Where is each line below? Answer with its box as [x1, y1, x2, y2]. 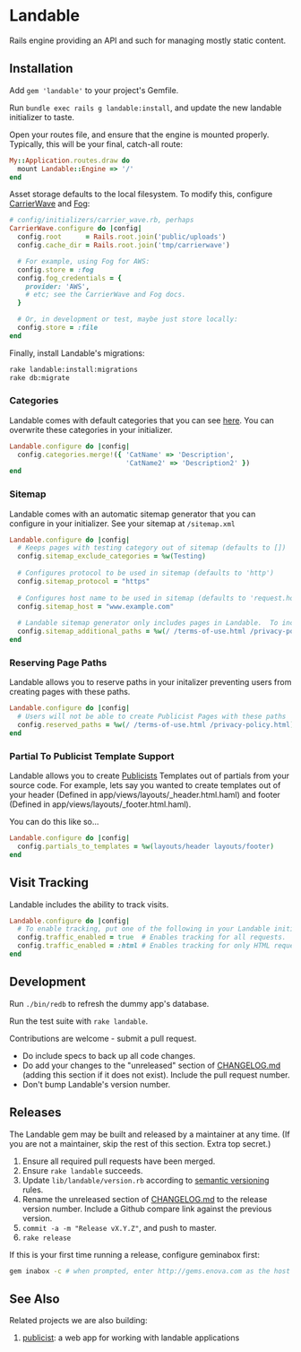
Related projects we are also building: [9, 1315, 148, 1326]
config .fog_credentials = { [17, 273, 123, 282]
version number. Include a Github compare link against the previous [21, 1203, 272, 1214]
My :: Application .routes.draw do [9, 156, 130, 165]
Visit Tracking [9, 875, 90, 890]
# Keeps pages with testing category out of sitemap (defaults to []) [17, 543, 287, 552]
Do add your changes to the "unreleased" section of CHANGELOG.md [21, 1060, 281, 1070]
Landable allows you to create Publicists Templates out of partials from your [9, 770, 289, 781]
